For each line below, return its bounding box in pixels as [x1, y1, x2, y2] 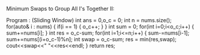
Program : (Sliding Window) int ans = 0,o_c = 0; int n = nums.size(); [6, 17, 172, 23]
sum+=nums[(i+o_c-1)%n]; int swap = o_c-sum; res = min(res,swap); [6, 36, 177, 42]
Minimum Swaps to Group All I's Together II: [6, 5, 115, 12]
